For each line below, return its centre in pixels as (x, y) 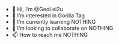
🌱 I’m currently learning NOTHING (54, 22)
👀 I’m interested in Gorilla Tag (48, 15)
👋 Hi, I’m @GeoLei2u (37, 9)
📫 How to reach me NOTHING (50, 35)
